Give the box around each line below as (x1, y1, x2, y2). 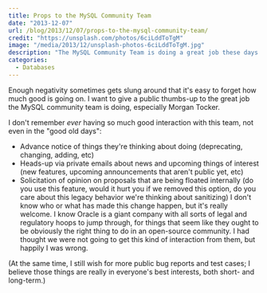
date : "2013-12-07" (8, 19, 73, 27)
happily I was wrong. (19, 243, 88, 252)
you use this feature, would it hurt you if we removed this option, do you (19, 184, 257, 193)
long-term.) (8, 275, 46, 285)
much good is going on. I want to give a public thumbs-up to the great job (8, 93, 250, 104)
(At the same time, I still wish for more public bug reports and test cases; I (8, 258, 251, 268)
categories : (8, 57, 48, 64)
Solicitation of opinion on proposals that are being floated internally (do (19, 175, 253, 185)
